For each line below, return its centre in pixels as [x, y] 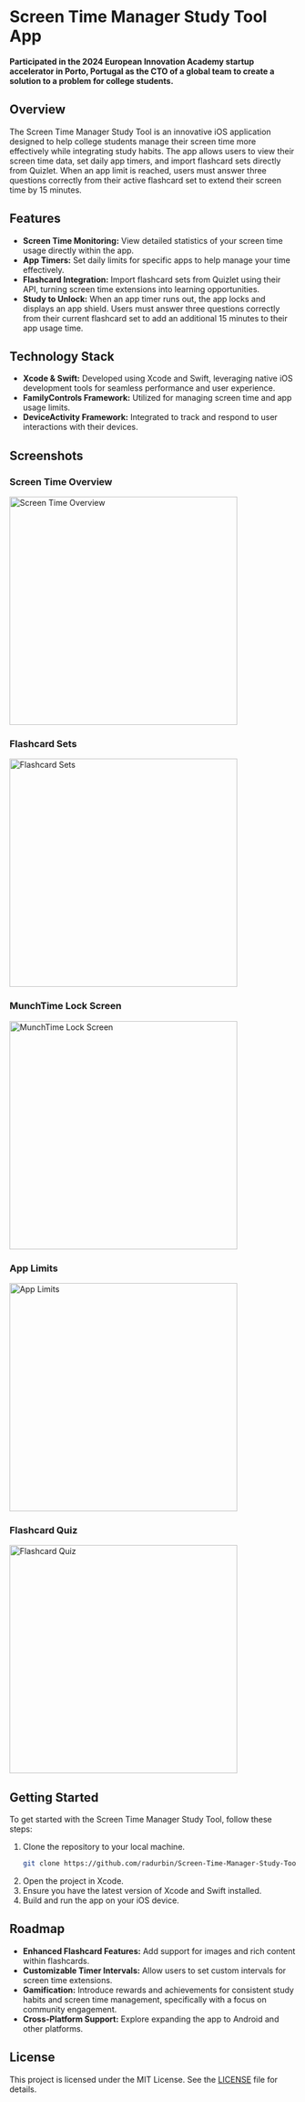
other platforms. [53, 2028]
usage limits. [46, 407]
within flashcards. [56, 1960]
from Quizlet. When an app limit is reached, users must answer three [138, 170]
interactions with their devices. [80, 427]
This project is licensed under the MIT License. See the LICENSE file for [144, 2079]
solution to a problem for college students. [91, 80]
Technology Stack [62, 357]
